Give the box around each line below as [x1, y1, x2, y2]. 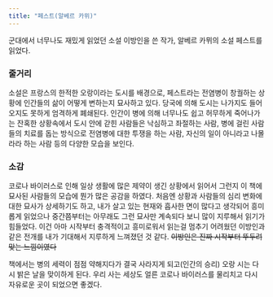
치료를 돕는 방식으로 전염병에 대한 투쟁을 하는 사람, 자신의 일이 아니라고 [23, 128, 250, 138]
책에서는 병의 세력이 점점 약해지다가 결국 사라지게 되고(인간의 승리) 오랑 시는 [8, 260, 251, 269]
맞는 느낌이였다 [8, 242, 57, 252]
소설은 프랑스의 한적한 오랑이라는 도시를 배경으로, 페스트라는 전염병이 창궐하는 [8, 87, 257, 98]
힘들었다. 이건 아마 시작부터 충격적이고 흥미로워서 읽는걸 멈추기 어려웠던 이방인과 [8, 221, 266, 232]
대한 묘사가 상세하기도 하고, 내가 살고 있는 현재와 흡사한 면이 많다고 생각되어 [8, 201, 250, 212]
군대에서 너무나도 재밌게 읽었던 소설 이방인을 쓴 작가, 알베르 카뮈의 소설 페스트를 [8, 35, 263, 45]
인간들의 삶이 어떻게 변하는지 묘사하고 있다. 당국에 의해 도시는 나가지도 [23, 98, 248, 107]
